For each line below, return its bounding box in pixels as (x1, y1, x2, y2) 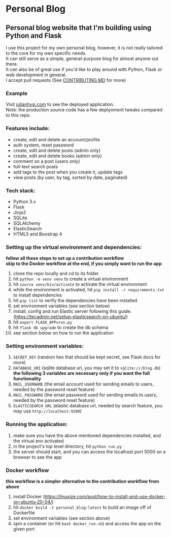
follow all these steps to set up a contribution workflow (6, 255, 124, 261)
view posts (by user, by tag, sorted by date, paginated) (13, 174, 128, 181)
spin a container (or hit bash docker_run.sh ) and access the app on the (13, 521, 161, 527)
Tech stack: (6, 187, 36, 194)
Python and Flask (6, 31, 62, 40)
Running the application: (6, 421, 68, 428)
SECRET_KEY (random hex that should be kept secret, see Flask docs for (13, 354, 161, 360)
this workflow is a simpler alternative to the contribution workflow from (6, 479, 159, 485)
